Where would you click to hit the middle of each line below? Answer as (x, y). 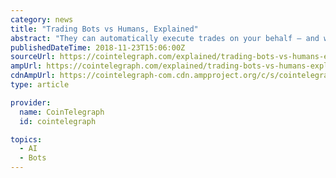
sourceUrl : (33, 57)
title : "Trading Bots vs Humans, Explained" (104, 29)
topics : (26, 139)
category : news (42, 19)
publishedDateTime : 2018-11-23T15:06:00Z (98, 47)
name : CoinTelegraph (62, 112)
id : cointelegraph (58, 121)
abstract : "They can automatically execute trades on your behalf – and (165, 38)
